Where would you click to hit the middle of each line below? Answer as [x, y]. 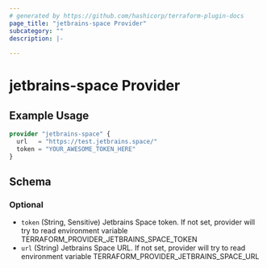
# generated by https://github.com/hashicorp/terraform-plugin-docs [127, 16]
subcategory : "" [36, 31]
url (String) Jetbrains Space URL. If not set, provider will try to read [133, 248]
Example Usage [49, 115]
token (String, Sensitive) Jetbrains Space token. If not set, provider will [138, 222]
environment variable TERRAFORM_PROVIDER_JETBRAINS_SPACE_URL [140, 257]
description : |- [36, 38]
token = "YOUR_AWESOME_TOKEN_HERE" [76, 149]
